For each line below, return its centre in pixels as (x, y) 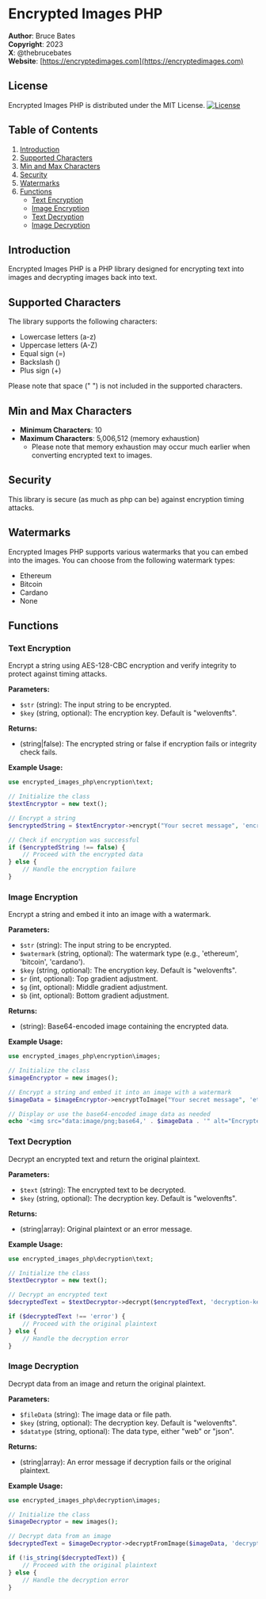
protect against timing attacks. (58, 674)
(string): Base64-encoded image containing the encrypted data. (124, 1026)
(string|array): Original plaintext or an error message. (106, 1229)
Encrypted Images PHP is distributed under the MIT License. (107, 105)
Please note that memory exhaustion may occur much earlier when (141, 447)
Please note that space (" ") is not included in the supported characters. (125, 386)
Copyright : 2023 (36, 44)
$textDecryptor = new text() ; (58, 1281)
